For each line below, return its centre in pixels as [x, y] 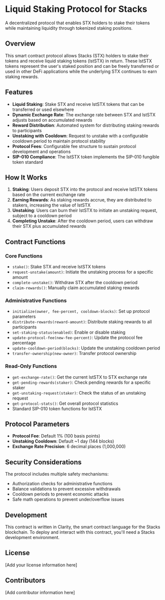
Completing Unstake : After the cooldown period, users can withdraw [83, 221]
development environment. [33, 538]
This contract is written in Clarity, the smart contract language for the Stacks [83, 527]
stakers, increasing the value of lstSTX [51, 205]
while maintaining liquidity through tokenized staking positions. [69, 28]
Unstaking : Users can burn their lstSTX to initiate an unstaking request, [85, 210]
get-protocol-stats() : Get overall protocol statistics [65, 403]
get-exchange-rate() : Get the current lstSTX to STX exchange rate [80, 377]
